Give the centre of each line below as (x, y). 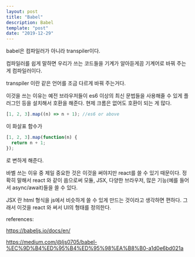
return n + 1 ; (28, 143)
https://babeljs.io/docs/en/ (38, 231)
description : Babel (30, 22)
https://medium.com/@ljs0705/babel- (52, 242)
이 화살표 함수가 (24, 126)
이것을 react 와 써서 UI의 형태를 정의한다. (64, 207)
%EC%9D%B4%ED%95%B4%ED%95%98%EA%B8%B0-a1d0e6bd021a (95, 248)
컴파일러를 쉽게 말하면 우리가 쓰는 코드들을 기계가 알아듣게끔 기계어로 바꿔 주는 (96, 64)
